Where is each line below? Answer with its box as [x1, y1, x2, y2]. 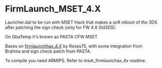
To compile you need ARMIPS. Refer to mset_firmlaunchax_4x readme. [5, 57, 146, 63]
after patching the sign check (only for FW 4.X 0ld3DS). [5, 24, 117, 30]
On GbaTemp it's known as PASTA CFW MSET [5, 34, 98, 40]
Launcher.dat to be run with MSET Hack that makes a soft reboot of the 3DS [5, 19, 158, 25]
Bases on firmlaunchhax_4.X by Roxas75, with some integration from [5, 43, 143, 49]
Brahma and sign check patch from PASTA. [5, 48, 91, 54]
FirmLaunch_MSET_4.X [5, 3, 101, 14]
